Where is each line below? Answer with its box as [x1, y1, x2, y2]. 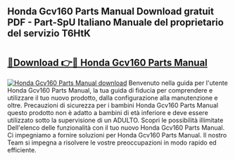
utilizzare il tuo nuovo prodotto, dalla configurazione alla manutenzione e [7, 94, 218, 102]
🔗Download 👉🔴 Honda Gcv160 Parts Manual [7, 56, 208, 69]
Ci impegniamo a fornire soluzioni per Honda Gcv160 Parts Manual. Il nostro [7, 131, 227, 139]
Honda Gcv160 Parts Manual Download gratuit [7, 6, 215, 18]
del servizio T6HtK [7, 27, 91, 39]
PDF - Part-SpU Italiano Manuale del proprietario [7, 17, 224, 29]
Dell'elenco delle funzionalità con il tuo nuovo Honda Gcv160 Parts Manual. [7, 124, 225, 132]
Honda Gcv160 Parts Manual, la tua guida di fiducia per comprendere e [7, 86, 213, 94]
